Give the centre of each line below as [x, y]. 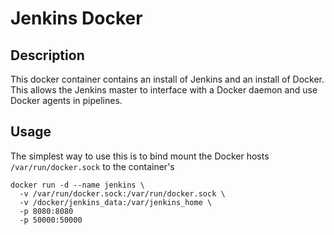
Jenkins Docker [76, 18]
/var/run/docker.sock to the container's [92, 166]
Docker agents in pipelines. [66, 100]
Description [47, 55]
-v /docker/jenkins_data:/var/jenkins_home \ [116, 202]
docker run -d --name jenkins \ [77, 185]
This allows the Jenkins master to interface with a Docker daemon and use [164, 90]
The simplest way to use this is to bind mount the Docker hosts [140, 156]
